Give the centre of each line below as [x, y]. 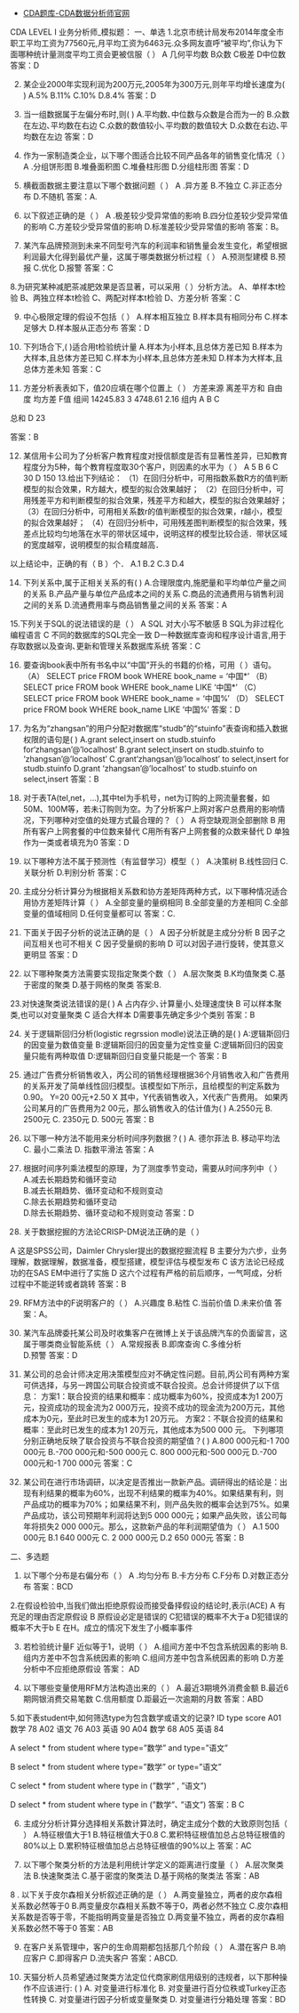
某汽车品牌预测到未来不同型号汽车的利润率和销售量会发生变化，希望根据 [155, 246]
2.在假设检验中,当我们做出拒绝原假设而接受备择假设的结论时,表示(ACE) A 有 [148, 1605]
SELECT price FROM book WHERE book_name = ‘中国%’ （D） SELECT [153, 698]
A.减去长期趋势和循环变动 [70, 1179]
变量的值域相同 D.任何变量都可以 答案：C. [99, 914]
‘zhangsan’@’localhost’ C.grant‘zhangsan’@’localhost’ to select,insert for [156, 759]
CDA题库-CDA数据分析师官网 [76, 13]
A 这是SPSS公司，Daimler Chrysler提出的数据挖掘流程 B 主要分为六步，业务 [149, 1250]
